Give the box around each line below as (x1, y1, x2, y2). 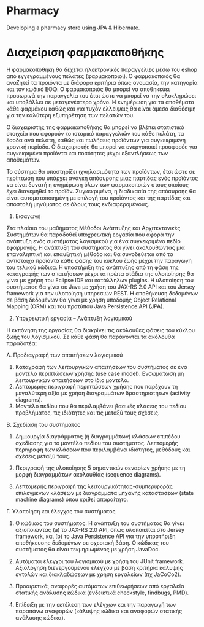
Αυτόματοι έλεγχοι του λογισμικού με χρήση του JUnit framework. (15, 557, 184, 565)
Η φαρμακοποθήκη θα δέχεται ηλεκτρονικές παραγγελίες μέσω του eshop (6, 66, 198, 73)
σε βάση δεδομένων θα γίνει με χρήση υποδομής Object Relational (6, 296, 176, 303)
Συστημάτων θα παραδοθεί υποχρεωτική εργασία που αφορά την (6, 231, 175, 238)
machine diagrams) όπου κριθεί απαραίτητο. (15, 496, 129, 503)
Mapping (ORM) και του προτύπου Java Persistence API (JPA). (6, 302, 164, 310)
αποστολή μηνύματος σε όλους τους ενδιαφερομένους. (6, 200, 149, 208)
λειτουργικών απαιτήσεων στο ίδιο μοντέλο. (15, 376, 129, 384)
